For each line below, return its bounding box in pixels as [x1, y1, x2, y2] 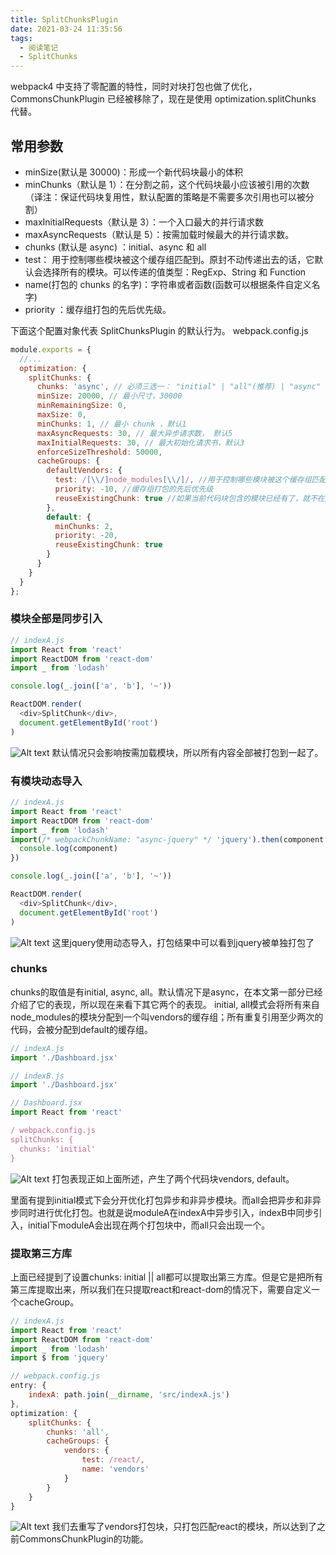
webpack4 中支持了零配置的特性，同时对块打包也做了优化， [10, 81, 258, 93]
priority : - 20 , [54, 531, 118, 541]
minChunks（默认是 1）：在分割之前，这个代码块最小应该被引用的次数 [24, 178, 310, 190]
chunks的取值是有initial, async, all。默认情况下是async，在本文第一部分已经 [10, 986, 323, 998]
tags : [10, 33, 33, 43]
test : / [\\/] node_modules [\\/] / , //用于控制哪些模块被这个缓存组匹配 [54, 475, 327, 485]
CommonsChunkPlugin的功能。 [18, 1533, 149, 1545]
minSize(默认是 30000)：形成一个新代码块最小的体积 [24, 166, 243, 178]
